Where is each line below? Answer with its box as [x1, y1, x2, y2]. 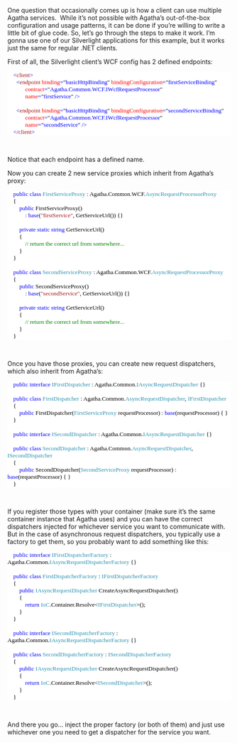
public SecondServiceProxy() [18, 283, 89, 290]
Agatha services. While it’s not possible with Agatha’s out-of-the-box [7, 13, 211, 22]
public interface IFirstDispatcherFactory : [13, 551, 112, 558]
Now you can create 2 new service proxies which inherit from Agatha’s [7, 169, 214, 177]
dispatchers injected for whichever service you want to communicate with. [7, 522, 226, 531]
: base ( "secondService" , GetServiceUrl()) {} [24, 290, 131, 297]
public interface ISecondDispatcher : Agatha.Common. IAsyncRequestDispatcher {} [13, 430, 213, 438]
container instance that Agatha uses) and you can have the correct [7, 515, 203, 523]
